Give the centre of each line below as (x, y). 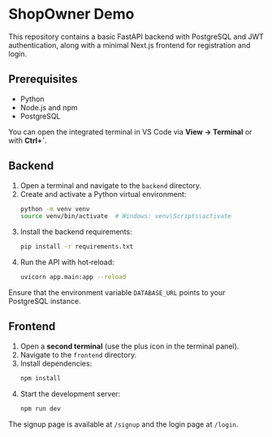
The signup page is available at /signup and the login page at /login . (123, 424)
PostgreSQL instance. (45, 302)
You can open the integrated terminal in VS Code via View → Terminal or (130, 131)
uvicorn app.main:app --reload (73, 277)
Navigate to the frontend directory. (78, 354)
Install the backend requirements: (76, 232)
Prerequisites (43, 79)
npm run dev (40, 409)
